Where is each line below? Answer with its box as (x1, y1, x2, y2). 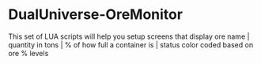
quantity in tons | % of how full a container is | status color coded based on (8, 40, 254, 49)
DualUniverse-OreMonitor (8, 6, 183, 24)
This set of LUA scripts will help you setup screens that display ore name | (8, 32, 250, 41)
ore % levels (8, 48, 49, 58)
